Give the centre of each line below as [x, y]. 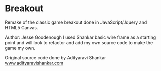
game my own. [20, 48]
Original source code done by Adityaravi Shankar [56, 57]
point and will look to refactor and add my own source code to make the [79, 42]
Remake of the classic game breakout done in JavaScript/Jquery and [76, 22]
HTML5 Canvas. [22, 27]
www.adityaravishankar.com [34, 63]
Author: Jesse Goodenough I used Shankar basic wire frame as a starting [81, 37]
